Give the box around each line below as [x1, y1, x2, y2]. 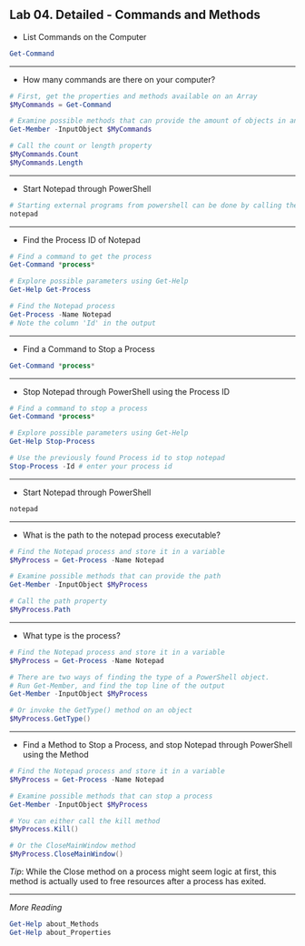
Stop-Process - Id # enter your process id [9, 461, 172, 471]
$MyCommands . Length [9, 158, 84, 167]
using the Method [22, 750, 89, 760]
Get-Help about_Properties [9, 928, 112, 937]
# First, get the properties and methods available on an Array [9, 91, 258, 101]
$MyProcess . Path [9, 605, 71, 615]
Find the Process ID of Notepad [22, 234, 141, 245]
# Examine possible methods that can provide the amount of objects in [9, 116, 286, 126]
